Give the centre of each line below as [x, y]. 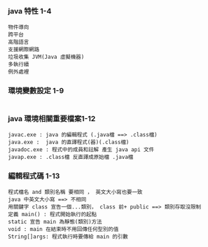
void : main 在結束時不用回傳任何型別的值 [63, 230]
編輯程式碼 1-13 [34, 176]
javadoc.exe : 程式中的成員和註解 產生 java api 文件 [81, 149]
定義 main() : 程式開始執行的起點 [53, 215]
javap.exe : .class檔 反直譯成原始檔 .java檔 [71, 157]
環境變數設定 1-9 [36, 91]
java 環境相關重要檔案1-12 [52, 118]
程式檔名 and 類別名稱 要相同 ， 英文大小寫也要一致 [75, 192]
